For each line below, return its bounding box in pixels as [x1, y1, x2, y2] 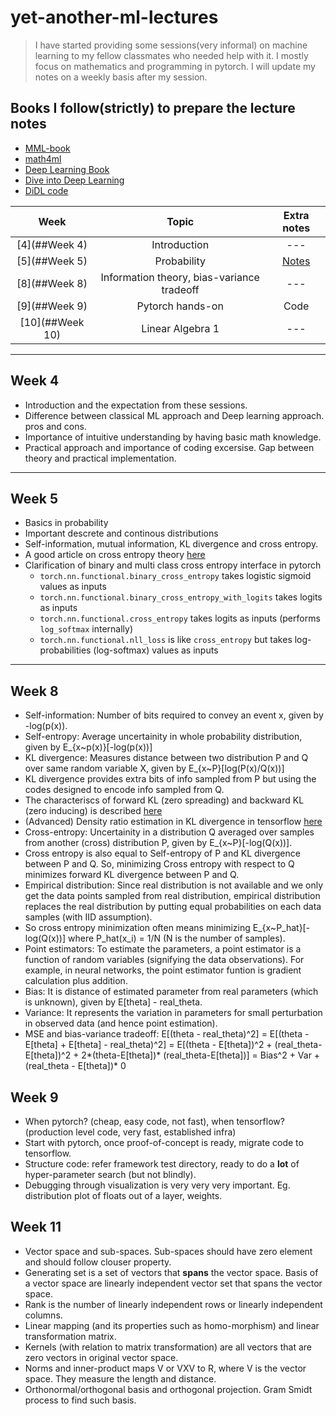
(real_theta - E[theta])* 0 [24, 1060, 127, 1072]
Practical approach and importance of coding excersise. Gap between [24, 441, 315, 453]
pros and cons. [24, 420, 87, 432]
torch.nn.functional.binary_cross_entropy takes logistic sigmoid [39, 570, 312, 582]
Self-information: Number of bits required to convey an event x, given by [24, 709, 324, 721]
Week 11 [10, 1219, 62, 1236]
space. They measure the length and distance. [24, 1372, 217, 1385]
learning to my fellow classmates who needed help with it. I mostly [34, 49, 309, 61]
